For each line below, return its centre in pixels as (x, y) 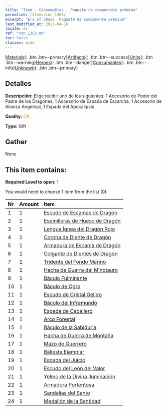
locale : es (17, 29)
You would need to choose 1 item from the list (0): (56, 192)
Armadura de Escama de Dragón (82, 246)
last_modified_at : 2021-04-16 (37, 24)
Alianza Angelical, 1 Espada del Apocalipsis (50, 106)
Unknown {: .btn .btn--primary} (46, 68)
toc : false (17, 38)
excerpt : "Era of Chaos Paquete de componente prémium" (66, 19)
